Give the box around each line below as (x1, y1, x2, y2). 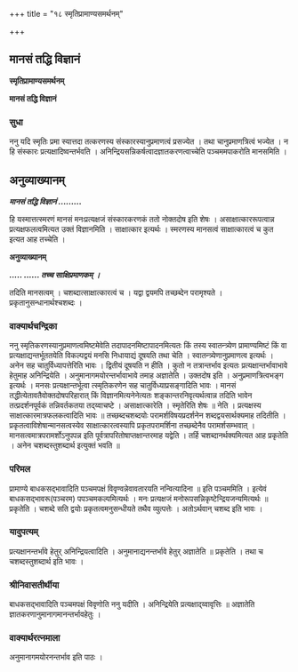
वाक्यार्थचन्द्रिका (9, 320, 58, 332)
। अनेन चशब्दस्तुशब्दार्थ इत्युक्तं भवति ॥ (9, 440, 120, 451)
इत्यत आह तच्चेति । (9, 234, 66, 244)
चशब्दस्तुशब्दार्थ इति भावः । (9, 556, 85, 566)
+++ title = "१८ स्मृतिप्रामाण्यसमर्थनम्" (9, 9, 124, 19)
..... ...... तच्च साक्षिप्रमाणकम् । (9, 269, 101, 280)
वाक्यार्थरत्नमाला (9, 632, 60, 644)
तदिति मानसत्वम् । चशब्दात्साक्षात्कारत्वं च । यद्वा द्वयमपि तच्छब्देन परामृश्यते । (9, 287, 223, 298)
